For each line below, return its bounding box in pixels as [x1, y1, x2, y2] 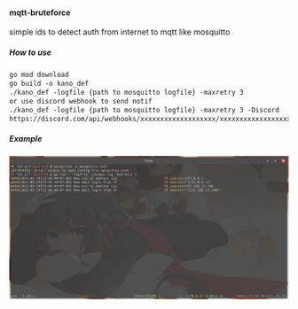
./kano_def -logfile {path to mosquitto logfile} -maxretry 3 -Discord [9, 106, 279, 115]
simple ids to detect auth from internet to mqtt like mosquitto [9, 27, 231, 37]
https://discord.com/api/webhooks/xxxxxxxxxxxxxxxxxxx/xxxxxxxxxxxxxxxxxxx [9, 115, 295, 124]
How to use [9, 47, 51, 58]
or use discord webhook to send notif [9, 97, 153, 106]
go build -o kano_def [9, 80, 90, 89]
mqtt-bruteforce [9, 7, 71, 18]
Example [9, 133, 43, 143]
